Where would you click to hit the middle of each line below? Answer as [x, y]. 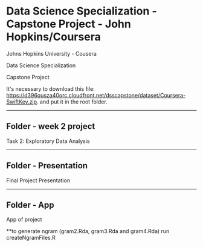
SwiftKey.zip [22, 102]
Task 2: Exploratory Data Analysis [48, 141]
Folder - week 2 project [51, 126]
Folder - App [30, 205]
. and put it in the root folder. [72, 102]
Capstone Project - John [69, 24]
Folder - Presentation [47, 166]
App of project [24, 220]
